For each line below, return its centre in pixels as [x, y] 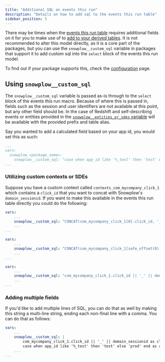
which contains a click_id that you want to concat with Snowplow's [74, 193]
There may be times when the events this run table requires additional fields [82, 33]
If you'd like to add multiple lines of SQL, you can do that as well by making [81, 308]
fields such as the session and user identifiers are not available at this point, [82, 106]
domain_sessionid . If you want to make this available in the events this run [79, 198]
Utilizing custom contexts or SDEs [47, 177]
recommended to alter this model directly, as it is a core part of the [72, 43]
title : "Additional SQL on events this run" [51, 10]
